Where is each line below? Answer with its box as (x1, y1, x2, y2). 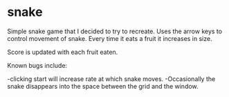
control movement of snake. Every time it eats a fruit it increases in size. (7, 34, 212, 42)
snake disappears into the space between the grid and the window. (7, 82, 199, 90)
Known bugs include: (7, 61, 68, 69)
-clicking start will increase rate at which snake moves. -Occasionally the (7, 74, 216, 83)
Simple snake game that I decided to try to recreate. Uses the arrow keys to (7, 27, 223, 35)
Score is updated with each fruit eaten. (7, 48, 118, 56)
